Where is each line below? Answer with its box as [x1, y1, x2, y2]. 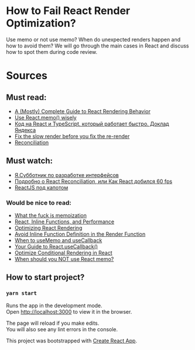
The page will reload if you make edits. [6, 320, 100, 327]
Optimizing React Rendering [14, 225, 83, 232]
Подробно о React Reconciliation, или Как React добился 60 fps [14, 178, 173, 185]
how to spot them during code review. [6, 48, 98, 55]
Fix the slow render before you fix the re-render [14, 132, 130, 140]
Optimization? [6, 16, 76, 30]
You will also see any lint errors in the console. [6, 325, 118, 332]
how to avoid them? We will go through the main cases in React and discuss [6, 42, 189, 49]
